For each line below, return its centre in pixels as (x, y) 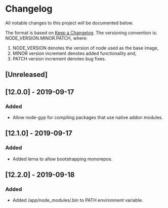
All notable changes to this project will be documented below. (69, 23)
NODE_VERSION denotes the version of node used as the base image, (86, 48)
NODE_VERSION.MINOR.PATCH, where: (46, 38)
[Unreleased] (27, 75)
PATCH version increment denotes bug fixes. (59, 58)
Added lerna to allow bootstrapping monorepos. (62, 159)
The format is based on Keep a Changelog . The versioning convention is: (81, 32)
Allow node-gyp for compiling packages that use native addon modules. (88, 118)
